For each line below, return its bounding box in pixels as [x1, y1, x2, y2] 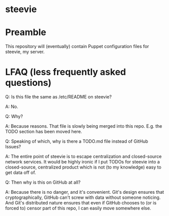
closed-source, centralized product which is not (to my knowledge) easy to [5, 164, 161, 170]
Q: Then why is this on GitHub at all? [5, 179, 81, 185]
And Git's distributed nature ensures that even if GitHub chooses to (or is [5, 200, 157, 206]
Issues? [5, 144, 21, 150]
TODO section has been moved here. [5, 129, 82, 135]
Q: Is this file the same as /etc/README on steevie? [5, 94, 112, 100]
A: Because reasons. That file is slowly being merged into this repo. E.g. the [5, 123, 162, 129]
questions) [5, 77, 52, 89]
